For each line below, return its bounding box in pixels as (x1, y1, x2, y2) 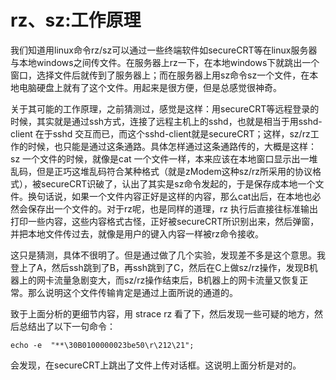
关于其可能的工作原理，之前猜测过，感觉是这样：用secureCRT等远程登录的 (10, 102, 320, 115)
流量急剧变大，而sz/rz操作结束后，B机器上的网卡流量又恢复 (53, 274, 300, 286)
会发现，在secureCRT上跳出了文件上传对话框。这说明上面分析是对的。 (10, 359, 302, 371)
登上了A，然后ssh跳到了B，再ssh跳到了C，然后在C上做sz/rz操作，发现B (10, 261, 310, 273)
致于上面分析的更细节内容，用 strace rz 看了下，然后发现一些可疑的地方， (10, 307, 315, 320)
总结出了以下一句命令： (18, 320, 116, 332)
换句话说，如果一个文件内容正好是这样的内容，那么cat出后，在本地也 (27, 190, 313, 202)
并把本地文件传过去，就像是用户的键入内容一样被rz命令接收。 (10, 227, 265, 240)
